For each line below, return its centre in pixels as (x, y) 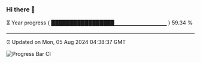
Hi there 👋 (21, 10)
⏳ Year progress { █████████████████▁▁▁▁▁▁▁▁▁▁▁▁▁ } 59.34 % (100, 23)
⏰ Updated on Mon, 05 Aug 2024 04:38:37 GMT (66, 42)
